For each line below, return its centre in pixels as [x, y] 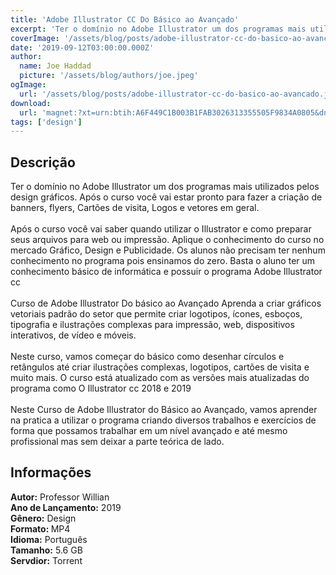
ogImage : [28, 85]
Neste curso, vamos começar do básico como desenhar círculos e [147, 357]
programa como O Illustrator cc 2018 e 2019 [101, 388]
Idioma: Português [49, 539]
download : [31, 103]
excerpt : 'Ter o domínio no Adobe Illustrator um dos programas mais [158, 29]
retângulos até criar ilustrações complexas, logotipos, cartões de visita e [160, 367]
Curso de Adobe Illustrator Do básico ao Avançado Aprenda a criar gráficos [166, 303]
